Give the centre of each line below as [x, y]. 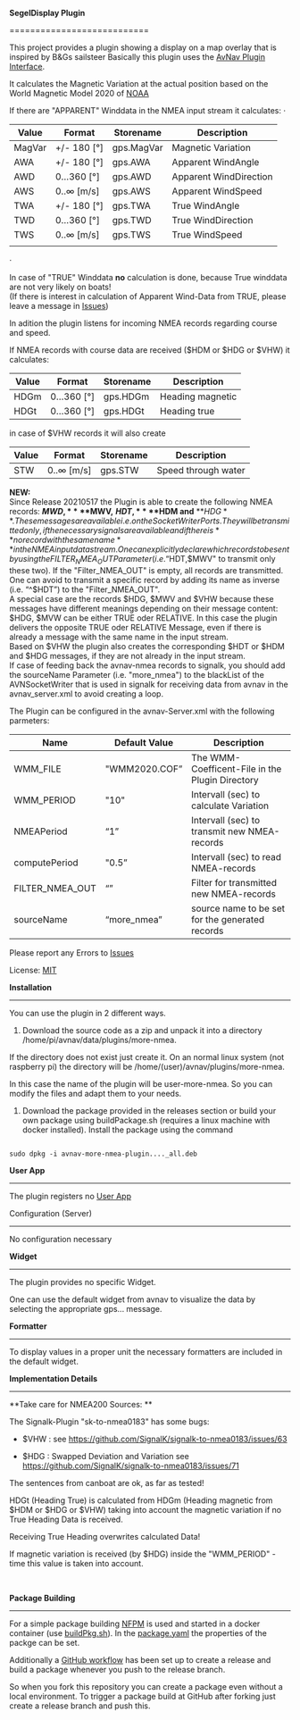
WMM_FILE [37, 769]
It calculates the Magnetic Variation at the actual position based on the [139, 83]
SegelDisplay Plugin [47, 13]
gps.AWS [132, 191]
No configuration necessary [61, 1239]
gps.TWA [132, 206]
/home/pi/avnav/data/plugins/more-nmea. [99, 1040]
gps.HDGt [124, 411]
